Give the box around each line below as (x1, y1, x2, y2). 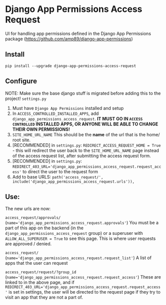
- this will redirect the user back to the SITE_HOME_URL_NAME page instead (12, 147, 160, 153)
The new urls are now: (5, 205, 51, 212)
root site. (12, 137, 31, 143)
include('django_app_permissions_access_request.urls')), (12, 179, 135, 184)
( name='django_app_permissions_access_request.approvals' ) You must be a (5, 220, 159, 226)
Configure (5, 77, 37, 86)
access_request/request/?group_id (5, 270, 77, 275)
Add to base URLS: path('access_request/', (12, 174, 104, 180)
